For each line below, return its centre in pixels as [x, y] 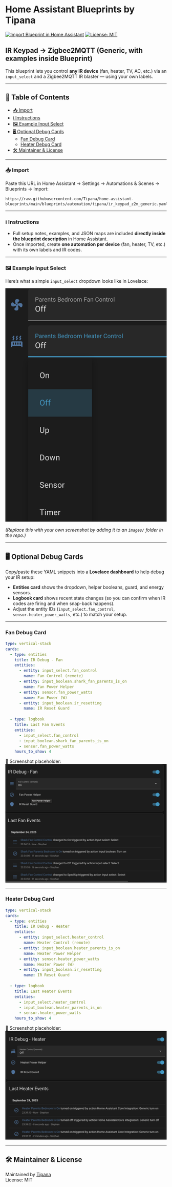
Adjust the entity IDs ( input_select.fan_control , [64, 609]
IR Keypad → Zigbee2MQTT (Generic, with [74, 50]
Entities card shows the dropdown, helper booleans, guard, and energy [88, 587]
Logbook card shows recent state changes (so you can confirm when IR [89, 598]
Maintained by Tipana [28, 1175]
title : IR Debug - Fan [39, 660]
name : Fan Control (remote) [53, 676]
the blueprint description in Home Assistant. [60, 239]
